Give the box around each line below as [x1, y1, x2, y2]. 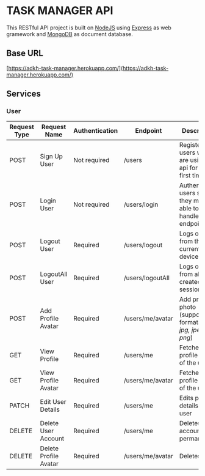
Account [40, 434, 65, 443]
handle [179, 212, 200, 220]
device [179, 252, 199, 261]
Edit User [40, 398, 67, 406]
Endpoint [135, 127, 162, 135]
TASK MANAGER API [6, 4, 113, 18]
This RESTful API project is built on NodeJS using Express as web [6, 24, 172, 31]
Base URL [6, 48, 44, 59]
